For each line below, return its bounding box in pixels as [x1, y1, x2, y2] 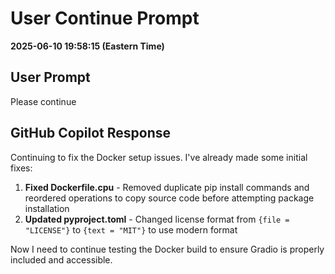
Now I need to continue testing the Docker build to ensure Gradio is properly [10, 243, 325, 255]
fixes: [10, 162, 33, 174]
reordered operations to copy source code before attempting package [24, 192, 315, 204]
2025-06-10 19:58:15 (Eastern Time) [10, 40, 165, 52]
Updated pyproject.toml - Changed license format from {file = [24, 213, 290, 225]
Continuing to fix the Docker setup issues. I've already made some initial [10, 151, 308, 163]
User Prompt [10, 69, 91, 86]
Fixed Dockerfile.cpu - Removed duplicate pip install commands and [24, 181, 310, 193]
